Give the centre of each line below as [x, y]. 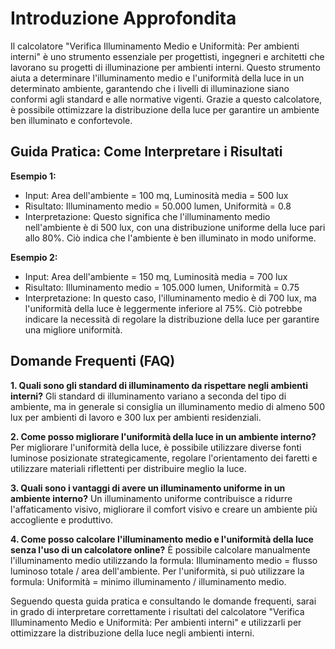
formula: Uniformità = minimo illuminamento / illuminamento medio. [148, 581]
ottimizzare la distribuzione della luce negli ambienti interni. [132, 633]
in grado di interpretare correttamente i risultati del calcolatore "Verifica [157, 611]
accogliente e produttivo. [62, 519]
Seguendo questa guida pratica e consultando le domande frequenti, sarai [163, 601]
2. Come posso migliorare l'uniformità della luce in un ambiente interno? [163, 436]
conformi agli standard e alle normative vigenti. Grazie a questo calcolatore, [166, 99]
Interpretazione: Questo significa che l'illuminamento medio [147, 216]
